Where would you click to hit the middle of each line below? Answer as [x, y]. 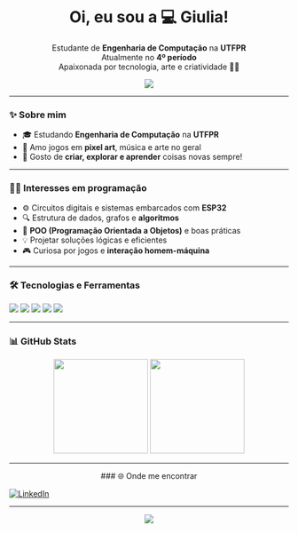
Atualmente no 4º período [149, 57]
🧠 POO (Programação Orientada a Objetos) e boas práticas [131, 230]
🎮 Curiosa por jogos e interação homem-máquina [116, 251]
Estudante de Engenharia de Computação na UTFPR [149, 48]
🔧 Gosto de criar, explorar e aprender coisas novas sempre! [132, 157]
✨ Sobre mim [38, 115]
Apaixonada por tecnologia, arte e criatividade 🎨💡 [149, 67]
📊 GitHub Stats [43, 341]
